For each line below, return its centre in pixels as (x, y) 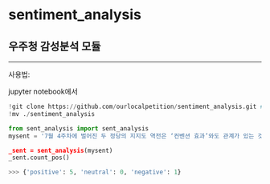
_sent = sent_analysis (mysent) (61, 150)
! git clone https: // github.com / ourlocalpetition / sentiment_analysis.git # (136, 106)
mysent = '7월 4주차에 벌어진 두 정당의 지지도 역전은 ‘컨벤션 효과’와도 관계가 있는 (131, 136)
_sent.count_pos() (39, 158)
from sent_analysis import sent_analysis (79, 128)
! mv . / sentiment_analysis (51, 114)
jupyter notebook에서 (43, 91)
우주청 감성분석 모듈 (55, 46)
